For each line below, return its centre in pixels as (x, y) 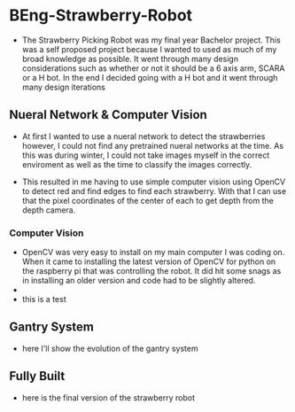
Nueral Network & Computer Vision (109, 115)
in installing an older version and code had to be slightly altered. (139, 281)
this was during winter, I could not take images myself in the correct (146, 155)
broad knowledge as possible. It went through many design (130, 58)
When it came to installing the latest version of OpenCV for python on (149, 261)
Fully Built (37, 376)
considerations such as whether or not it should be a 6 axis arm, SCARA (153, 68)
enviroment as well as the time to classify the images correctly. (137, 164)
